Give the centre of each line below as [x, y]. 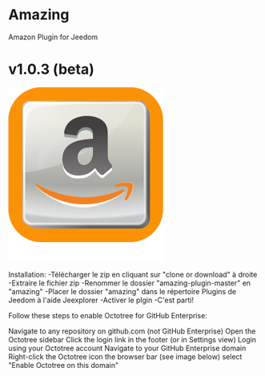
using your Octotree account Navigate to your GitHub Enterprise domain [127, 348]
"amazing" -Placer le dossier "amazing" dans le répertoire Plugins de [122, 291]
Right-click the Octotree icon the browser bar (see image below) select [125, 356]
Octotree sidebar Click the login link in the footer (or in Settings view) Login [132, 339]
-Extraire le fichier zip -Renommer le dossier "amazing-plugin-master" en [129, 283]
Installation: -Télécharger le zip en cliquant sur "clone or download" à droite [133, 274]
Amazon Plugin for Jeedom [53, 37]
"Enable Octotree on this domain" [64, 365]
